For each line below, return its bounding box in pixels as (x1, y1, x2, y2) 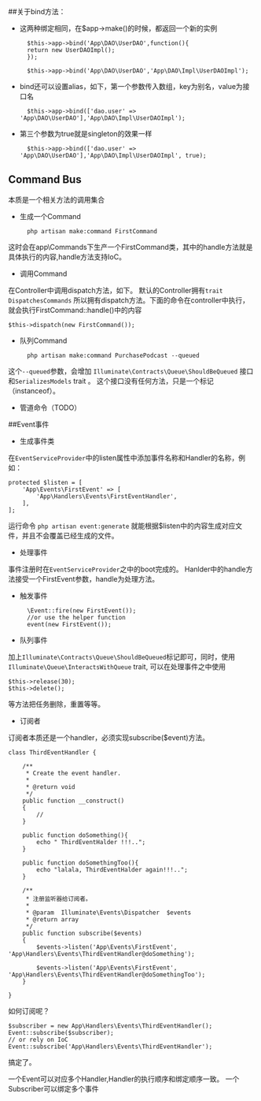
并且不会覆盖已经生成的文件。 (21, 530, 119, 540)
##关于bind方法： (8, 7, 66, 16)
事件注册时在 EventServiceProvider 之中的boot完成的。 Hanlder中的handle (8, 564, 246, 574)
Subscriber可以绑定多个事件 (8, 1084, 100, 1093)
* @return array (25, 915, 79, 924)
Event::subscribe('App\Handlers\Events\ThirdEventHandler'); (8, 1043, 213, 1051)
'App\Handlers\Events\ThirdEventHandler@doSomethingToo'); (8, 970, 206, 979)
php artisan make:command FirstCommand (27, 227, 157, 235)
